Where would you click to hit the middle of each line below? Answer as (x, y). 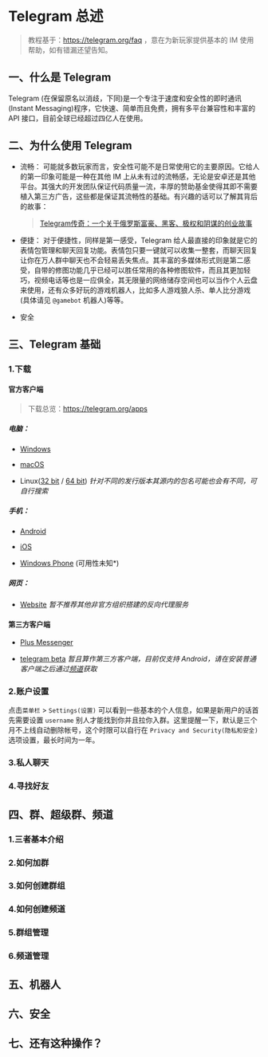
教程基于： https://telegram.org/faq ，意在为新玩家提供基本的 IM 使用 (141, 40)
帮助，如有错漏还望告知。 (70, 49)
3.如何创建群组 (37, 886)
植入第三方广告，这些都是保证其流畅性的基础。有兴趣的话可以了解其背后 (138, 196)
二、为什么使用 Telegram (70, 145)
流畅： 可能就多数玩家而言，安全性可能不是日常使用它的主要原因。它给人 (140, 166)
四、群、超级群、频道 (61, 814)
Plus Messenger (46, 642)
